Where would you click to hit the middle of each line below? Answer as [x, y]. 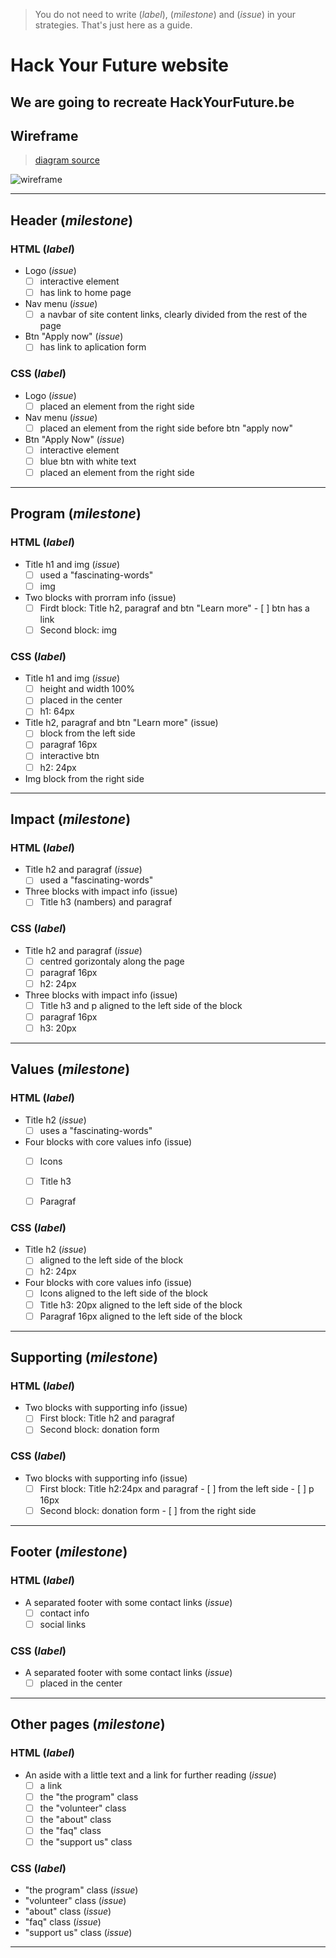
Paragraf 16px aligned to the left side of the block [141, 1316]
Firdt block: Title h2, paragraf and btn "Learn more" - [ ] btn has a [174, 608]
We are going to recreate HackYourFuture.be [152, 102]
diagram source [67, 160]
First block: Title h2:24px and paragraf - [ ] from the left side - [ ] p [177, 1488]
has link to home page [85, 293]
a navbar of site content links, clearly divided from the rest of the [173, 315]
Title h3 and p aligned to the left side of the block [141, 1005]
